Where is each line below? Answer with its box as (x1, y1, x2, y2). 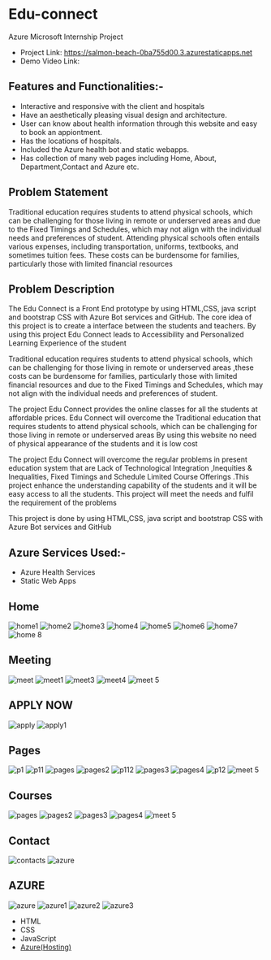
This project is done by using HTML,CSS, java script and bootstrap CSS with (8, 514, 264, 523)
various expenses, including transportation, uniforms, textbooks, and (8, 241, 239, 251)
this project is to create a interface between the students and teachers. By (8, 321, 256, 331)
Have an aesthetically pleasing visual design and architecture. (19, 110, 227, 119)
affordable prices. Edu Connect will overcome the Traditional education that (8, 413, 261, 423)
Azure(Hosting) (19, 942, 71, 952)
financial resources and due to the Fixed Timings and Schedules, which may (8, 380, 264, 390)
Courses (8, 788, 53, 802)
